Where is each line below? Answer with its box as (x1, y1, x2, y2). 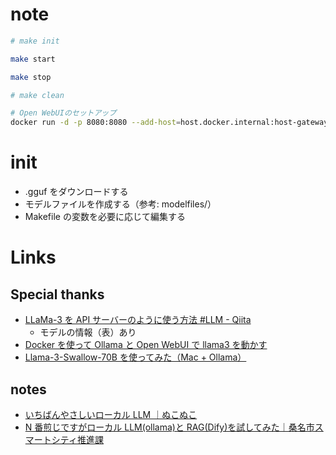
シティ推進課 (51, 433, 104, 445)
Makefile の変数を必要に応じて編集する (24, 211, 186, 223)
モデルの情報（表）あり (39, 326, 137, 338)
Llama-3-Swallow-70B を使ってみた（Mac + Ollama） (24, 351, 247, 363)
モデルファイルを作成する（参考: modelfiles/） (24, 198, 217, 210)
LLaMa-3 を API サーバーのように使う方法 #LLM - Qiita (24, 314, 252, 326)
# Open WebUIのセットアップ (10, 108, 117, 118)
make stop (10, 72, 52, 82)
